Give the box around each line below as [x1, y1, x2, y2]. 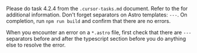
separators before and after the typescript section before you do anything [6, 35, 186, 42]
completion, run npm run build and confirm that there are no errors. [6, 18, 171, 24]
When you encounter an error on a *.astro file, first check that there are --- [6, 29, 192, 36]
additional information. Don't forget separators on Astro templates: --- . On [6, 11, 188, 18]
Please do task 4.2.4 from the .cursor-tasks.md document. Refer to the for [6, 5, 188, 12]
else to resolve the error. [6, 41, 66, 48]
